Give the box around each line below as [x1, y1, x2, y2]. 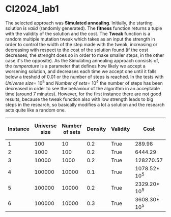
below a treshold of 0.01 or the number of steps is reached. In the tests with [5, 74, 164, 80]
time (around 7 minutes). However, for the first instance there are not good [5, 91, 161, 97]
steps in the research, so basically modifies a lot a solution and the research [5, 101, 165, 107]
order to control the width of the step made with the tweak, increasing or [5, 41, 158, 47]
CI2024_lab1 [5, 3, 60, 15]
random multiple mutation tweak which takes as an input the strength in [5, 36, 155, 42]
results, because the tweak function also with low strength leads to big [5, 96, 154, 102]
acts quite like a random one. [5, 107, 66, 113]
